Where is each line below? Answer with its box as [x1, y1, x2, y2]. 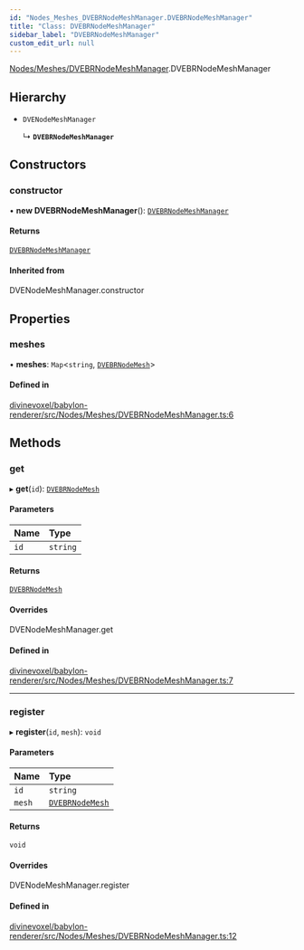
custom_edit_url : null [9, 38, 95, 48]
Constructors [9, 157, 87, 173]
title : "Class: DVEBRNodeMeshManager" [9, 22, 156, 31]
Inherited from [9, 264, 65, 276]
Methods [9, 435, 62, 451]
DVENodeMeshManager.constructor [9, 285, 145, 296]
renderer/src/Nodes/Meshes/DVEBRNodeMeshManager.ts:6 [9, 409, 234, 421]
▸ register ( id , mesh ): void [9, 726, 101, 737]
